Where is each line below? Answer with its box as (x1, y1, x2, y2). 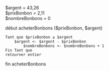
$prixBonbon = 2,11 (5, 10, 45, 16)
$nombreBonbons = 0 (5, 15, 51, 21)
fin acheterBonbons (5, 61, 46, 67)
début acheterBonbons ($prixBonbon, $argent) (5, 25, 103, 31)
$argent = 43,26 (5, 5, 39, 10)
